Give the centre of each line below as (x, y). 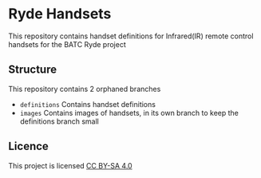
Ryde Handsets (60, 14)
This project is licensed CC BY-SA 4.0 (71, 165)
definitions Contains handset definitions (87, 104)
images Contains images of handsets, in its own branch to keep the (129, 113)
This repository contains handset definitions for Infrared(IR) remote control (131, 36)
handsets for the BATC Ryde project (67, 44)
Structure (33, 70)
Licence (29, 146)
